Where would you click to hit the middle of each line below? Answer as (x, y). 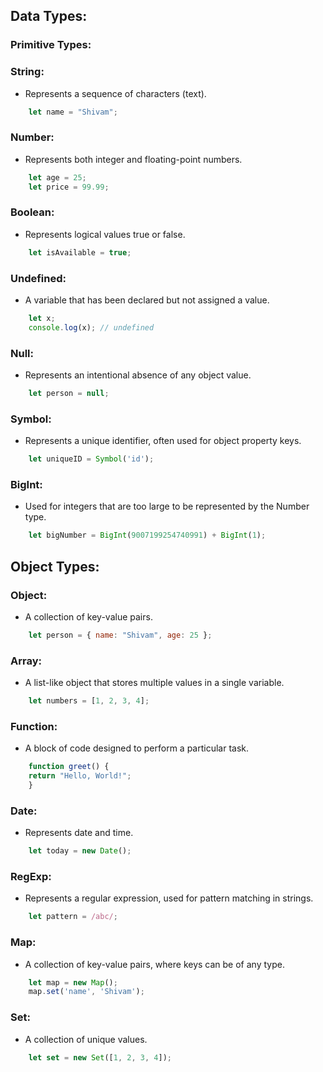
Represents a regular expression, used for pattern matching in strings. (169, 898)
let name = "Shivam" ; (73, 112)
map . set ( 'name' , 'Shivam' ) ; (86, 992)
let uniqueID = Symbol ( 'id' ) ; (91, 459)
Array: (26, 661)
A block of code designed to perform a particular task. (137, 748)
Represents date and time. (79, 833)
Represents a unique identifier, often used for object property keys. (163, 441)
